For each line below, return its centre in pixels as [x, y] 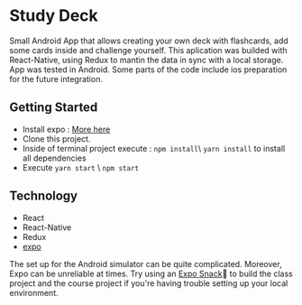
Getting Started [54, 108]
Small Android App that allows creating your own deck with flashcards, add [149, 41]
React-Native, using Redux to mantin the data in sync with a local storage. [146, 60]
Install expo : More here [66, 129]
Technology [44, 196]
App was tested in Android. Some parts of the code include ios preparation [148, 69]
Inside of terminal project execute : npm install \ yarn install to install [154, 148]
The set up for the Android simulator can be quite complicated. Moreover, [146, 263]
